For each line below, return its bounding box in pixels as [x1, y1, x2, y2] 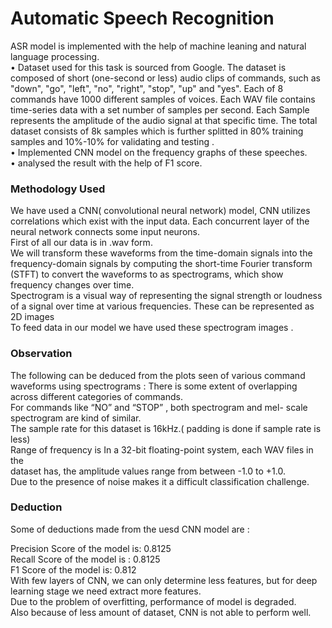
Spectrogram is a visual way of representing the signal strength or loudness [10, 290, 323, 302]
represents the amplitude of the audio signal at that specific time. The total [10, 114, 318, 126]
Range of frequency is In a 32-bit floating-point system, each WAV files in [10, 443, 314, 456]
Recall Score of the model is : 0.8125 [10, 553, 161, 565]
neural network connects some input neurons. [10, 226, 200, 238]
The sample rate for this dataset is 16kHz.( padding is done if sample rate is [10, 422, 322, 434]
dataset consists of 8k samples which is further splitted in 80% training [10, 125, 304, 137]
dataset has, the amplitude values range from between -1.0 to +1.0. [10, 465, 286, 477]
